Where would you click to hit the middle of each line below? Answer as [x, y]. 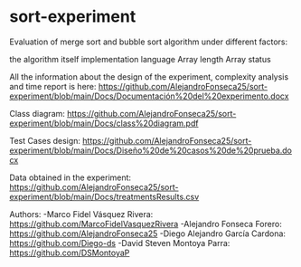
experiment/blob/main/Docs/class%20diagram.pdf [104, 123]
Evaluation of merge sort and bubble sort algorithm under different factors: [149, 42]
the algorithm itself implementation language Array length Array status [140, 59]
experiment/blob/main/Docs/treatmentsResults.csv [104, 196]
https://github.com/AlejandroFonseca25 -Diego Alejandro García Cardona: [148, 234]
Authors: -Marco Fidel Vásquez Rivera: [81, 214]
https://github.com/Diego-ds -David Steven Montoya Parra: [120, 243]
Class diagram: [38, 113]
